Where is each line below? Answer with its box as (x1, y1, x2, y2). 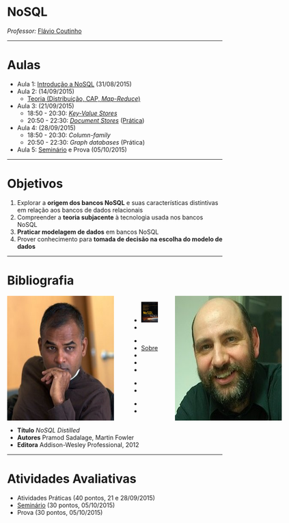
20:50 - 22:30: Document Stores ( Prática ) (27, 116, 145, 124)
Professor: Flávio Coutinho (7, 27, 82, 35)
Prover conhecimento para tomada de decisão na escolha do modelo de (16, 234, 223, 243)
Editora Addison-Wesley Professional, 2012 (16, 440, 139, 449)
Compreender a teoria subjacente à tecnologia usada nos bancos (16, 213, 204, 221)
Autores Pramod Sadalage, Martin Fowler (16, 433, 135, 441)
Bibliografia (7, 273, 74, 288)
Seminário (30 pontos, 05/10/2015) (16, 501, 115, 509)
